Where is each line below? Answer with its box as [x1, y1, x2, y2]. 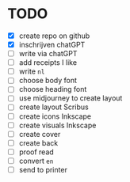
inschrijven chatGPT [18, 40, 86, 49]
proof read [18, 147, 55, 157]
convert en [18, 156, 54, 165]
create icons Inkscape [18, 112, 92, 121]
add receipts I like [18, 58, 77, 67]
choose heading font [18, 85, 87, 94]
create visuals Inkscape [18, 120, 97, 130]
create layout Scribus [18, 102, 89, 112]
